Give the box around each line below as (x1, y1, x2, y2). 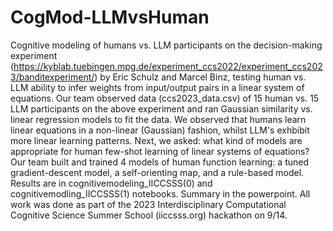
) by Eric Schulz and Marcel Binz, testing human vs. (94, 71, 307, 83)
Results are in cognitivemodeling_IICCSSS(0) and (10, 177, 213, 189)
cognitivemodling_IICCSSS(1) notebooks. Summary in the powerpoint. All (10, 187, 311, 200)
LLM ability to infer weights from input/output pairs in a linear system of (10, 81, 305, 93)
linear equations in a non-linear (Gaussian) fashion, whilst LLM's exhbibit (10, 124, 310, 136)
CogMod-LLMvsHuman (10, 6, 210, 29)
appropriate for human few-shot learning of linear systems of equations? (10, 145, 310, 157)
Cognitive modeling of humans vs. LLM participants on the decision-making (10, 39, 323, 51)
